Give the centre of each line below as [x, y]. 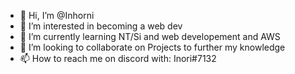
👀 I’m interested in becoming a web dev [101, 26]
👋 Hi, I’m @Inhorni [57, 15]
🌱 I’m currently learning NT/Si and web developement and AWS [150, 36]
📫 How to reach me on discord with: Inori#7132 [118, 58]
